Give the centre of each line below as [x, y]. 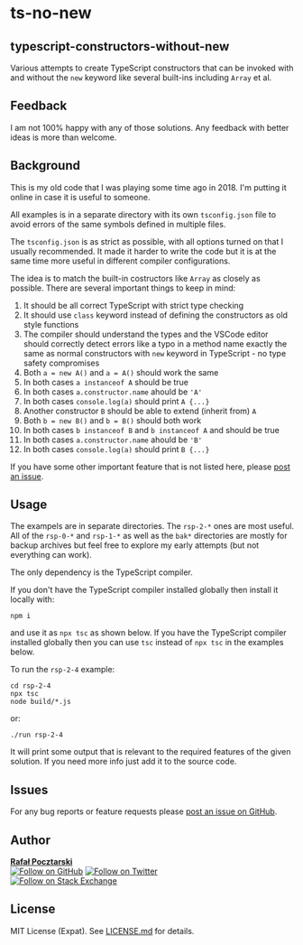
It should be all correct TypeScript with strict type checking [133, 305]
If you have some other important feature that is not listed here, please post [151, 467]
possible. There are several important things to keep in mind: [123, 288]
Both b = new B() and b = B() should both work [112, 420]
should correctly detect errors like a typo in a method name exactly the [155, 343]
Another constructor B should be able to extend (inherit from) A [140, 411]
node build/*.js [41, 702]
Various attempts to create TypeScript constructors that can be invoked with [152, 68]
